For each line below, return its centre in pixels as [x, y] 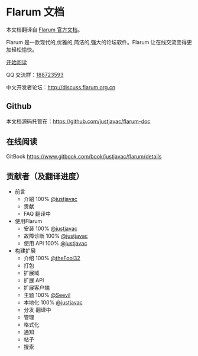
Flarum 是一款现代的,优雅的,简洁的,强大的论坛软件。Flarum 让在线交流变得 [97, 42]
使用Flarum [28, 221]
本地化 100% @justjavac [53, 303]
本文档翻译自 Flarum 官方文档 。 [45, 30]
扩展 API [34, 280]
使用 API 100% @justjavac [55, 244]
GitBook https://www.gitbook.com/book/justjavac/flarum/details [84, 156]
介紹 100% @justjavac [51, 199]
